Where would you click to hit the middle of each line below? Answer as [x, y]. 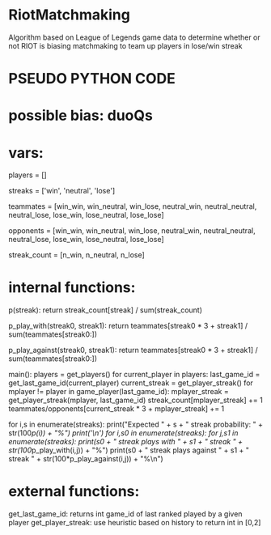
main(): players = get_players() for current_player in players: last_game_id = [134, 375]
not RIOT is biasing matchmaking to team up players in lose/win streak [125, 45]
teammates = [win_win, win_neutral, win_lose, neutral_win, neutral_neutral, [133, 206]
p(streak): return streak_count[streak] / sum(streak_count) [106, 310]
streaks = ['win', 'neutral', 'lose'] [62, 191]
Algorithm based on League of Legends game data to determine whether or [134, 37]
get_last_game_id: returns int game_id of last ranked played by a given [125, 514]
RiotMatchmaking [70, 15]
